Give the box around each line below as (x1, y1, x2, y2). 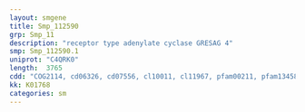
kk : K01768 (9, 80, 51, 89)
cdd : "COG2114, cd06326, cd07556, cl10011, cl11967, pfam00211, (9, 72, 258, 81)
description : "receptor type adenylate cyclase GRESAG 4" (9, 38, 233, 48)
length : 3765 (9, 64, 64, 73)
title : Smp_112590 (9, 22, 79, 31)
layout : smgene (9, 13, 67, 23)
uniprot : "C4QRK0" (9, 55, 79, 64)
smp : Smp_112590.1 (9, 47, 79, 56)
